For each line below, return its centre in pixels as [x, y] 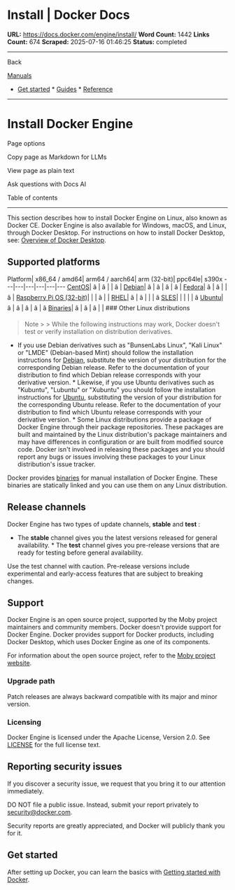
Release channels [47, 507]
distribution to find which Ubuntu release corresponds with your [109, 412]
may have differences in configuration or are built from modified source [120, 442]
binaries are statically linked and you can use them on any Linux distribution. [117, 485]
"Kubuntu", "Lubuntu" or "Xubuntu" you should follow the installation [116, 389]
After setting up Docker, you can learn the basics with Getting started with [114, 872]
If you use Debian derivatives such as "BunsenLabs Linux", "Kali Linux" [120, 345]
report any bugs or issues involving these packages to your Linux [112, 457]
